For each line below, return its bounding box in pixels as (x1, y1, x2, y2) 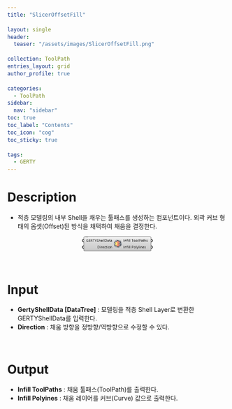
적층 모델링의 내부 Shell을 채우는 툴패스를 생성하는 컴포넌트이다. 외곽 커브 (17, 214, 218, 222)
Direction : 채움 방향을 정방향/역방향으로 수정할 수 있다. (17, 323, 170, 332)
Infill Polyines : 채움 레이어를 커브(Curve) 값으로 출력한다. (17, 394, 178, 403)
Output (7, 362, 49, 377)
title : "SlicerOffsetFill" (7, 11, 86, 18)
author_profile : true (7, 70, 71, 77)
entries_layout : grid (7, 63, 71, 70)
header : (7, 34, 30, 40)
